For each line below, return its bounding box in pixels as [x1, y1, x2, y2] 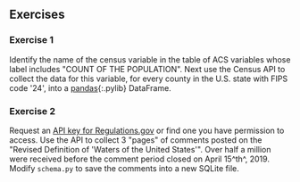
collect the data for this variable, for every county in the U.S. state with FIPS [9, 73, 288, 84]
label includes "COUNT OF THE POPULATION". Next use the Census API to [9, 63, 286, 74]
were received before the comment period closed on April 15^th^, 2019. [9, 153, 271, 164]
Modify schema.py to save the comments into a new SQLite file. [9, 162, 239, 173]
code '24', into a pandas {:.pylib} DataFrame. [9, 82, 171, 93]
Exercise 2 [9, 104, 56, 117]
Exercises [9, 7, 65, 22]
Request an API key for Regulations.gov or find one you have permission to [9, 125, 285, 136]
